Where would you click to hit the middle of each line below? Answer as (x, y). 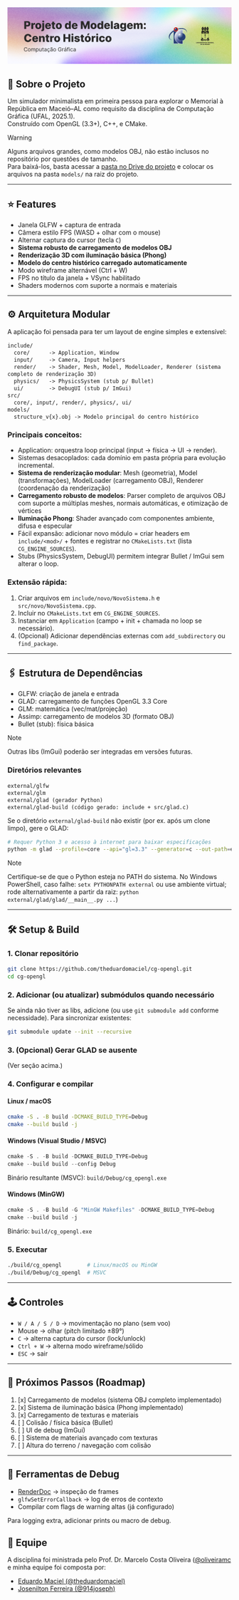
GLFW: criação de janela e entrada (68, 694)
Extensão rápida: (37, 582)
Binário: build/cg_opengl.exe (50, 1231)
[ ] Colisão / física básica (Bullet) (65, 1422)
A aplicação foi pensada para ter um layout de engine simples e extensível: (117, 331)
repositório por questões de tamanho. (63, 159)
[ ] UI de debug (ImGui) (52, 1430)
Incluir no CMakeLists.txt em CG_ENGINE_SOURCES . (89, 613)
